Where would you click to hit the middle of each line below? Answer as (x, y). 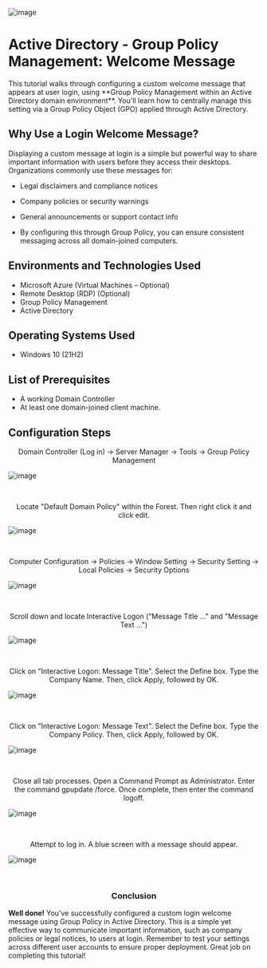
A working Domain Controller (67, 399)
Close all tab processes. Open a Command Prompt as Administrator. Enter (134, 781)
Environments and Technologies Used (105, 266)
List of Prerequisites (59, 379)
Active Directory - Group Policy (114, 45)
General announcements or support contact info (99, 216)
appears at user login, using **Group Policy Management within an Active (130, 92)
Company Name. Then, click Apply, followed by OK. (134, 680)
